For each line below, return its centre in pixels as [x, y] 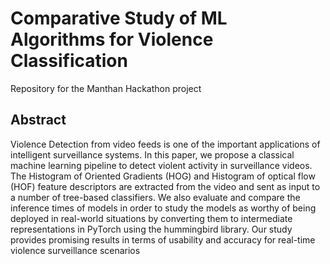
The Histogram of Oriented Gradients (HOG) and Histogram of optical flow [163, 176]
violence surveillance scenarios [75, 250]
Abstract [38, 120]
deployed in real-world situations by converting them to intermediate [151, 218]
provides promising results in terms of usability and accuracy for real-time [163, 239]
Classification [69, 61]
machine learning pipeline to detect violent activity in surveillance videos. [161, 165]
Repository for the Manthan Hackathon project [106, 88]
